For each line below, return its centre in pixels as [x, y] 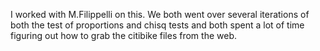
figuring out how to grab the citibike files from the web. [123, 35]
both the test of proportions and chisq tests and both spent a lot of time [157, 25]
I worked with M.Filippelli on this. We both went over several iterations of [160, 14]
